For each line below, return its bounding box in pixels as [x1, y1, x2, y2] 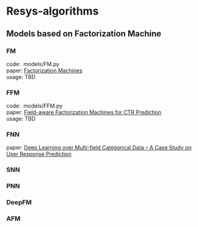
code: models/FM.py [6, 60, 60, 67]
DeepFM [6, 198, 32, 207]
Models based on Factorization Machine [6, 29, 162, 39]
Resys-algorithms [6, 4, 99, 18]
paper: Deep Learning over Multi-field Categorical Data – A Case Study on [6, 144, 192, 151]
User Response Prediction [6, 151, 72, 158]
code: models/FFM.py [6, 102, 63, 110]
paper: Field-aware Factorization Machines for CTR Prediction [6, 109, 162, 116]
